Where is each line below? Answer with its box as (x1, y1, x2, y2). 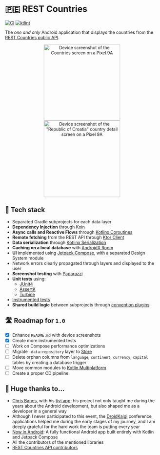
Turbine (19, 291, 35, 297)
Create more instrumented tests (12, 337, 77, 343)
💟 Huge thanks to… (5, 385, 65, 393)
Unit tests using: (12, 276, 46, 282)
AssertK (19, 286, 36, 292)
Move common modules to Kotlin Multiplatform (12, 365, 106, 370)
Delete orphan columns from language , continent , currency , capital (12, 354, 148, 360)
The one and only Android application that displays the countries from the (5, 29, 154, 35)
